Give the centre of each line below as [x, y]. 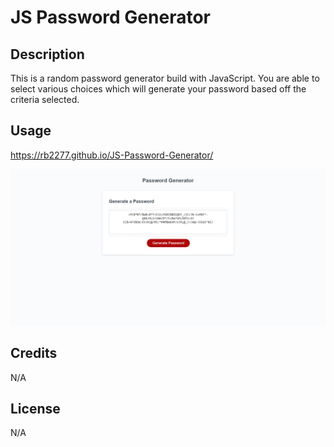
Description [47, 54]
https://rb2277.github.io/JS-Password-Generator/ [112, 155]
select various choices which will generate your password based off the [158, 89]
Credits [34, 353]
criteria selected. [45, 99]
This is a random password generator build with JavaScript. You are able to [165, 78]
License [35, 409]
